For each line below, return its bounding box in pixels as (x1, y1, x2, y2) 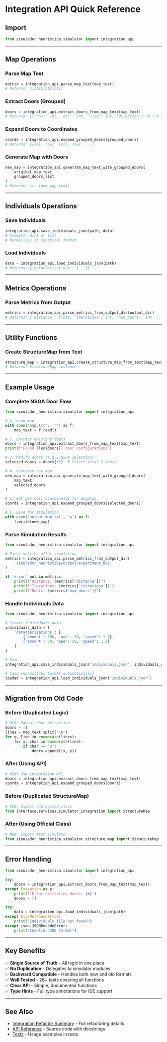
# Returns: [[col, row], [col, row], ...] (5, 141, 94, 147)
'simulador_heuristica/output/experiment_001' (14, 561, 112, 566)
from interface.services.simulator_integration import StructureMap (5, 809, 150, 814)
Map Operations (5, 55, 56, 63)
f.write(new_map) (14, 519, 50, 524)
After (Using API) (5, 760, 47, 767)
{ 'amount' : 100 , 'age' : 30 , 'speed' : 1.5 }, (23, 634, 114, 639)
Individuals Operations (5, 202, 77, 210)
